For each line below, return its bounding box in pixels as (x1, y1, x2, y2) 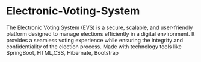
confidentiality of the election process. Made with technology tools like (6, 43, 182, 50)
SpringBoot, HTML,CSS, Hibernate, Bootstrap (6, 49, 119, 56)
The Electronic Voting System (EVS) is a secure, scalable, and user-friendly (6, 24, 193, 31)
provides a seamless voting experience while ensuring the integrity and (6, 36, 184, 44)
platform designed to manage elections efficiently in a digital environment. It (6, 30, 195, 37)
